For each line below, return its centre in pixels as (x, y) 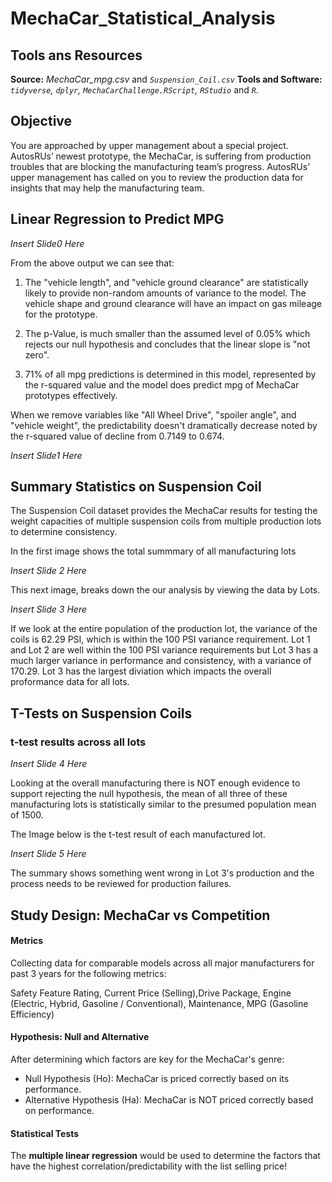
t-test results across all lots (78, 742)
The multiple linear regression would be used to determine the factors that (165, 1156)
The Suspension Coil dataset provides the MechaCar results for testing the (164, 511)
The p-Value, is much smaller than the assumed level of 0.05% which (167, 333)
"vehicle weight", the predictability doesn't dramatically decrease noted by (164, 425)
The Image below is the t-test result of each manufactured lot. (138, 834)
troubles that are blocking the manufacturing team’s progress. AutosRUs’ (160, 166)
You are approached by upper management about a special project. (149, 145)
